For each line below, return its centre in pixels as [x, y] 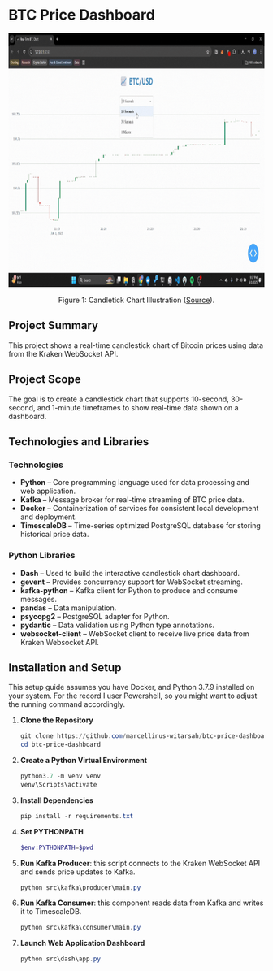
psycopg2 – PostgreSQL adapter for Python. [95, 616]
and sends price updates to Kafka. [78, 872]
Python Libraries [42, 556]
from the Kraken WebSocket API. [63, 353]
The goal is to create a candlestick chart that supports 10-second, [119, 399]
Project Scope [45, 379]
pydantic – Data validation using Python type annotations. [117, 625]
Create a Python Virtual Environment [84, 761]
